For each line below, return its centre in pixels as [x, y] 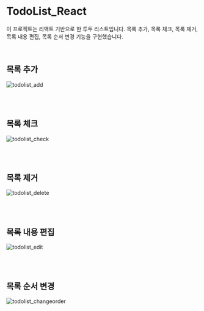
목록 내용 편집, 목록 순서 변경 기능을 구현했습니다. [65, 36]
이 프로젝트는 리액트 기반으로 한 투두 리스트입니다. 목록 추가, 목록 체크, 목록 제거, [102, 29]
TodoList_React [47, 11]
